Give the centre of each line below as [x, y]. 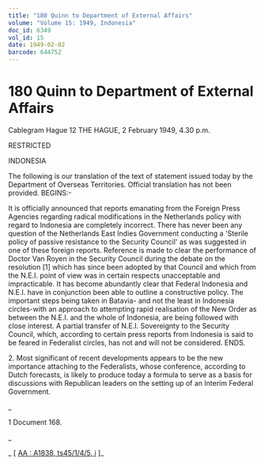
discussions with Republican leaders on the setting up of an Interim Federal [131, 383]
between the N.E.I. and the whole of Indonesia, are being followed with [123, 317]
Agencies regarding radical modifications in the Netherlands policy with [125, 216]
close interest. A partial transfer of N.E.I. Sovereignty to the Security [119, 326]
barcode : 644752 [35, 52]
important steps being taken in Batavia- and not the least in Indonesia [121, 301]
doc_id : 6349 [30, 30]
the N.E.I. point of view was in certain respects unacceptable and [114, 275]
